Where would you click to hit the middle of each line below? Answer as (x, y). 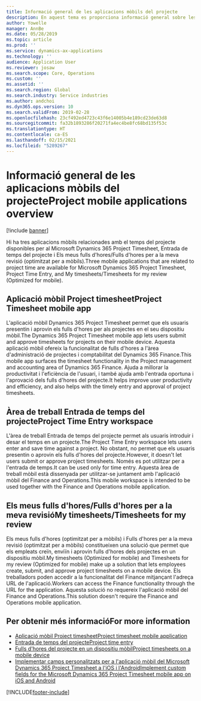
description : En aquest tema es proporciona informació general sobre (96, 17)
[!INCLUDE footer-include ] (38, 692)
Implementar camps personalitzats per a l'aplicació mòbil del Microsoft (102, 661)
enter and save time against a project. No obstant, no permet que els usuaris (100, 448)
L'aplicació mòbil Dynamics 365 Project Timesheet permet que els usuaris (98, 323)
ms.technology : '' (29, 56)
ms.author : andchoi (31, 101)
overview (30, 213)
